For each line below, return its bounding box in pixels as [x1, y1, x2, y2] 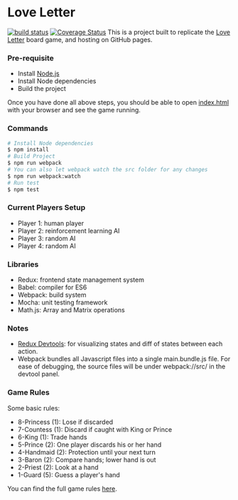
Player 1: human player [17, 218, 84, 228]
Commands [7, 124, 48, 134]
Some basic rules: [7, 403, 60, 413]
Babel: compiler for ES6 [17, 283, 87, 292]
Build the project [17, 85, 66, 93]
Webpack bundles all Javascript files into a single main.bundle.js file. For [17, 355, 231, 363]
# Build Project [7, 153, 55, 160]
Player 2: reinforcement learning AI [17, 226, 120, 235]
